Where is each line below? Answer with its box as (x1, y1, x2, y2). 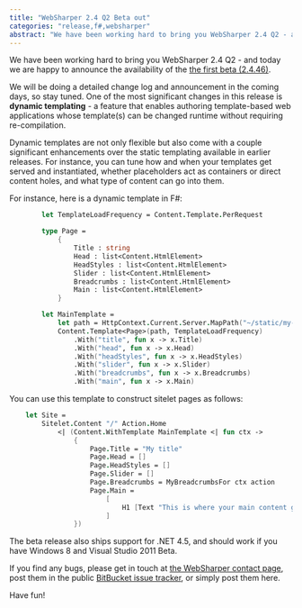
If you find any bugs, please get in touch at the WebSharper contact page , (9, 563, 284, 574)
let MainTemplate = (41, 310, 115, 320)
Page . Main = (89, 485, 135, 495)
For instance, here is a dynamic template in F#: (9, 193, 182, 204)
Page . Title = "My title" (89, 444, 182, 453)
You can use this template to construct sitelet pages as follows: (9, 394, 244, 404)
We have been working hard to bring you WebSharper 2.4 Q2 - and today (9, 55, 281, 66)
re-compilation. (9, 120, 67, 131)
